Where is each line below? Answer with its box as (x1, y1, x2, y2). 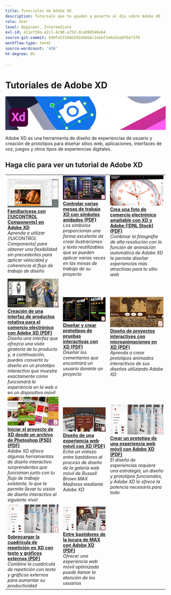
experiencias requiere (110, 462, 156, 468)
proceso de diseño (63, 459, 102, 465)
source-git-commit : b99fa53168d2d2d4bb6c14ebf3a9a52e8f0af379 (5, 35, 140, 40)
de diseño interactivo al (7, 491, 57, 497)
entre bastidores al (63, 454, 103, 460)
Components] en (7, 219, 44, 225)
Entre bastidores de (63, 531, 106, 537)
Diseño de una (63, 432, 94, 438)
